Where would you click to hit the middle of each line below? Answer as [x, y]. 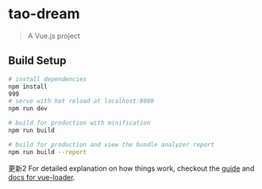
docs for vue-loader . [42, 177]
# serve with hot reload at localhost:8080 [81, 101]
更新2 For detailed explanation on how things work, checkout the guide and [131, 168]
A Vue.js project [54, 36]
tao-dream [44, 14]
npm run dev [28, 109]
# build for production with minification [79, 123]
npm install [28, 87]
